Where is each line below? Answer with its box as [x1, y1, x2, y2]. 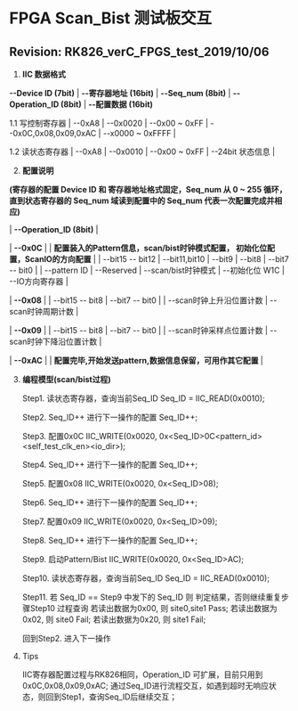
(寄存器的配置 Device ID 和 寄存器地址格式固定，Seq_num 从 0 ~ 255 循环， [9, 184, 287, 194]
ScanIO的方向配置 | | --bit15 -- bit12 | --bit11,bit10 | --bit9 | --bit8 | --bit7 [24, 254, 289, 264]
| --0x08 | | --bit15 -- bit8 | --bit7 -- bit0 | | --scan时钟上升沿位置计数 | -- [9, 295, 278, 306]
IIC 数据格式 [21, 69, 67, 79]
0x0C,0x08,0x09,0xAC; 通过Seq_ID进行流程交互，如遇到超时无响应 [21, 681, 270, 691]
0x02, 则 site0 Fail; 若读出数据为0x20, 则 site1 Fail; [21, 614, 206, 625]
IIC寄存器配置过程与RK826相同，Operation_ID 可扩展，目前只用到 [21, 669, 263, 680]
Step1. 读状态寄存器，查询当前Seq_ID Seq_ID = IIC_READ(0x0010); [21, 393, 265, 404]
